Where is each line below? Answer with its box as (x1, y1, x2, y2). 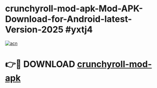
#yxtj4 (65, 24, 93, 35)
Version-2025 (5, 24, 64, 35)
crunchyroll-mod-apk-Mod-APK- (5, 3, 143, 14)
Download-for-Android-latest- (5, 13, 132, 25)
